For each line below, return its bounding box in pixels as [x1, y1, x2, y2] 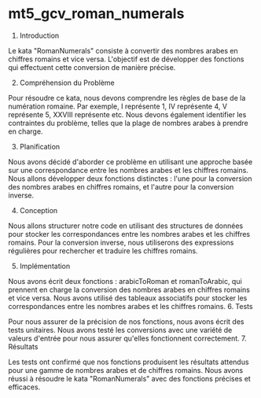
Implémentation [19, 261, 71, 271]
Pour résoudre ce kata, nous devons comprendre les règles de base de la [8, 93, 246, 102]
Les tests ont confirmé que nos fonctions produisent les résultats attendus [8, 357, 249, 367]
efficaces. [8, 382, 41, 392]
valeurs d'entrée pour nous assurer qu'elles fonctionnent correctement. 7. [8, 334, 247, 343]
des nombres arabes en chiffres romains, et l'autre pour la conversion [8, 182, 234, 191]
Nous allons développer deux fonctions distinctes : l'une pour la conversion [8, 174, 253, 183]
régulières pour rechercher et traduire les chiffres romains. [8, 245, 198, 256]
